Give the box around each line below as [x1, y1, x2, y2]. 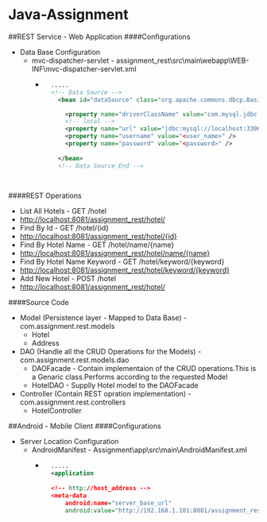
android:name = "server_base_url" [64, 499, 172, 507]
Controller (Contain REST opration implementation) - [19, 389, 192, 399]
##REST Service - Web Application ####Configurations [8, 32, 191, 41]
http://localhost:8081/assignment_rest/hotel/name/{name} [19, 249, 211, 258]
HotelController [31, 406, 82, 416]
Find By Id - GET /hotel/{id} [19, 223, 110, 233]
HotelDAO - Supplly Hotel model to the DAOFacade [31, 381, 199, 390]
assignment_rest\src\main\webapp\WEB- [116, 56, 250, 65]
